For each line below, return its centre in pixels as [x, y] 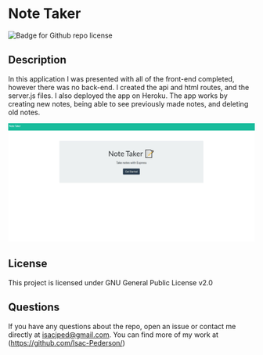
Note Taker [45, 14]
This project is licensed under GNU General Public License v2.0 [111, 282]
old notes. [24, 112]
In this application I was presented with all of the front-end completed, [121, 78]
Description [37, 60]
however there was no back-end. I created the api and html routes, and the [129, 87]
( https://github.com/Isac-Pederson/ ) [67, 342]
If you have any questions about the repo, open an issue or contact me [122, 326]
